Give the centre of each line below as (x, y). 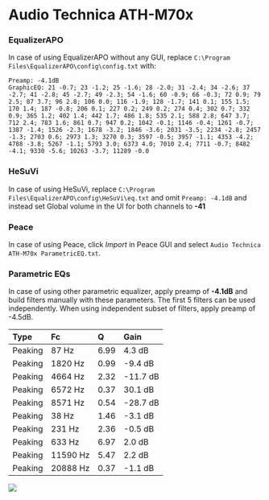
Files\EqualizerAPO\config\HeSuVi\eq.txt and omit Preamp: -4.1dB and (128, 197)
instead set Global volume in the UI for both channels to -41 (107, 206)
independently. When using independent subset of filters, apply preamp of (132, 308)
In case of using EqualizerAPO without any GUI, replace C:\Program (120, 57)
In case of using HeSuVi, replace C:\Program (82, 189)
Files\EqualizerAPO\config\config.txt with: (83, 66)
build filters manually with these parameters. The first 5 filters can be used (132, 300)
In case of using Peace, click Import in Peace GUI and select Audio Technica (135, 245)
